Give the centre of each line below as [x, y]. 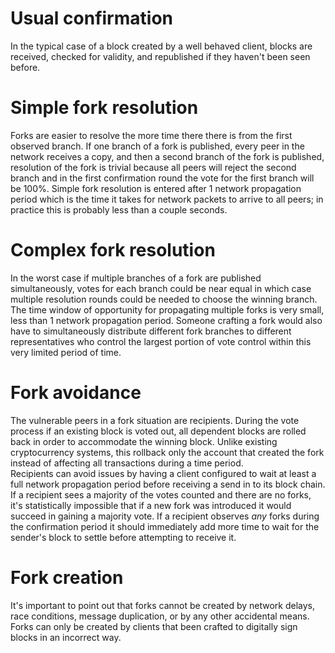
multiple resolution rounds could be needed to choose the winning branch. [164, 299]
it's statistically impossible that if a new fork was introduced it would [151, 505]
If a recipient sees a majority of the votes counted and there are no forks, [161, 494]
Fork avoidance [76, 393]
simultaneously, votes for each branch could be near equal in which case [161, 288]
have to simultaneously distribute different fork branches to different [151, 331]
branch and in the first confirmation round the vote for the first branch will [162, 178]
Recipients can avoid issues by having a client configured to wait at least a [163, 473]
